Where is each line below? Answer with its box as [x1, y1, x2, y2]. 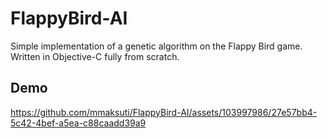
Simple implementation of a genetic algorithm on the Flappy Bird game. [10, 40, 303, 52]
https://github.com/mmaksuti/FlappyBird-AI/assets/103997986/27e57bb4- [10, 106, 318, 118]
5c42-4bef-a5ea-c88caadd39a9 [10, 117, 147, 129]
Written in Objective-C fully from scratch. [10, 50, 180, 62]
